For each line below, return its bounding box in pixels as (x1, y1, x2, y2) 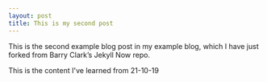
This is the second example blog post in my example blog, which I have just (8, 41, 260, 51)
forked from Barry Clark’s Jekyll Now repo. (8, 50, 151, 59)
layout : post (8, 11, 52, 20)
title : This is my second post (8, 19, 114, 27)
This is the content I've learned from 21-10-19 (8, 65, 160, 75)
